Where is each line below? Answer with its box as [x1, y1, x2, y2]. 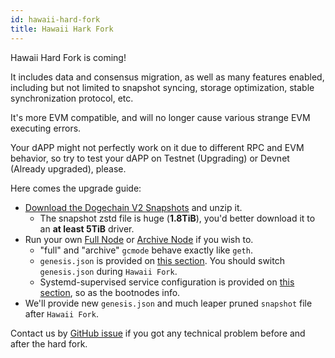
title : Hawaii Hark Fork [10, 24, 114, 34]
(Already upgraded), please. [10, 162, 127, 175]
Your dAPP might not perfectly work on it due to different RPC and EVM [10, 141, 305, 153]
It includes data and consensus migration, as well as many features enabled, [10, 71, 325, 83]
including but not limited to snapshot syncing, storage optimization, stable [10, 81, 315, 93]
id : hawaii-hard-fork [10, 14, 101, 25]
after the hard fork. [10, 337, 88, 350]
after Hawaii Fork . [24, 307, 99, 320]
